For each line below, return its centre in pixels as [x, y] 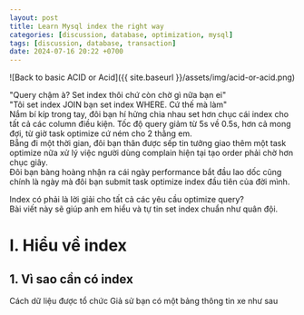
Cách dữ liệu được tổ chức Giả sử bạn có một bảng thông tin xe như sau [144, 301]
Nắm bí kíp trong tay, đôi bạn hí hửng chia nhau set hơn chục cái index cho [149, 114]
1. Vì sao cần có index [71, 279]
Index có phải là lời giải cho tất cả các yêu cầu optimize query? [127, 200]
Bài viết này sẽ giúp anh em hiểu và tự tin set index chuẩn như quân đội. [144, 209]
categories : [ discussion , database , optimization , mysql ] [121, 34]
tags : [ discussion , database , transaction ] [93, 43]
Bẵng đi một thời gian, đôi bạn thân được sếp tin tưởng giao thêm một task [148, 143]
